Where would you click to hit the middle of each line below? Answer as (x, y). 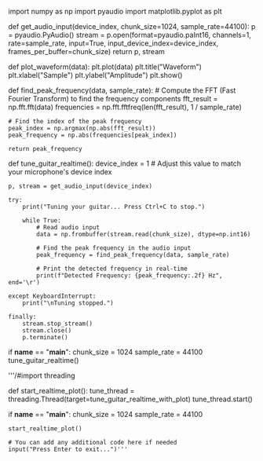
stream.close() (47, 331)
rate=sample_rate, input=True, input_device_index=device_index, (113, 43)
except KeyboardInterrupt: (52, 296)
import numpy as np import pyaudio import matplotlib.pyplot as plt (115, 11)
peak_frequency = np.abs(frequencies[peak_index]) (93, 135)
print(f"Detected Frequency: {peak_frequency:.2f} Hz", (130, 276)
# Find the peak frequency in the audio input (114, 248)
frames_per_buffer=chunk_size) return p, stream (86, 51)
